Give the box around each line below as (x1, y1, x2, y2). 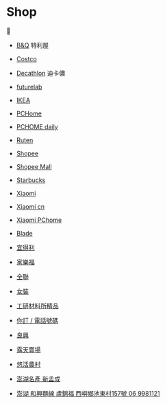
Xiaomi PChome (16, 216, 62, 224)
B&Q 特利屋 (16, 41, 49, 49)
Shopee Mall (16, 162, 52, 170)
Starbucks (16, 176, 46, 184)
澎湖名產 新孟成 (16, 374, 61, 383)
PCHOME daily (16, 122, 59, 131)
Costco (16, 54, 37, 63)
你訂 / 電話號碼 (16, 316, 59, 324)
